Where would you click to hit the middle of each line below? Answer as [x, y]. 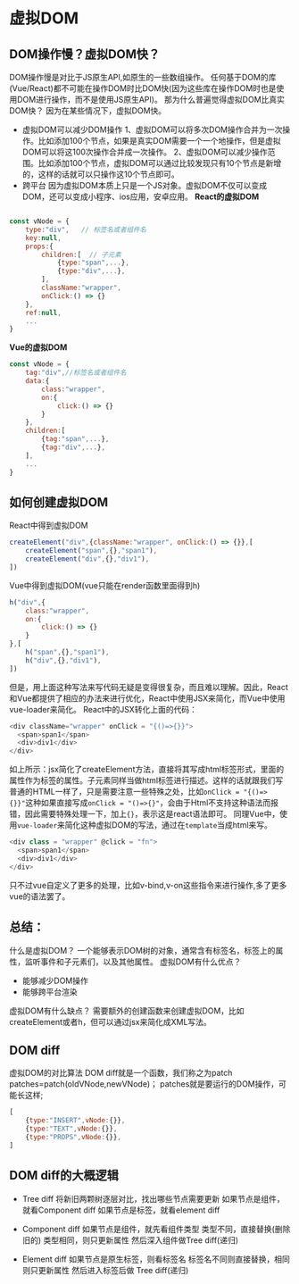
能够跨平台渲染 [50, 991]
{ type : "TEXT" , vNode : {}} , [71, 1129]
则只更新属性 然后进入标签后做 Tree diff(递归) [105, 1270]
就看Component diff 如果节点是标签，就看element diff [121, 1210]
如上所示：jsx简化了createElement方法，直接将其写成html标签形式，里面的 [146, 770]
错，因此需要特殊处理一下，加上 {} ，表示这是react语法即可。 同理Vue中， [145, 814]
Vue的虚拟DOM [38, 347]
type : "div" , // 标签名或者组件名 [86, 229]
